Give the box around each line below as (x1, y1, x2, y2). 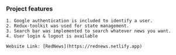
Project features (6, 5, 53, 13)
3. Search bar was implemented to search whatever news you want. (6, 28, 171, 34)
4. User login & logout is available (6, 33, 98, 39)
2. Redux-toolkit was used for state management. (6, 23, 130, 29)
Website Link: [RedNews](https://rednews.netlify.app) (6, 43, 143, 50)
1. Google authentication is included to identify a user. (6, 18, 153, 24)
